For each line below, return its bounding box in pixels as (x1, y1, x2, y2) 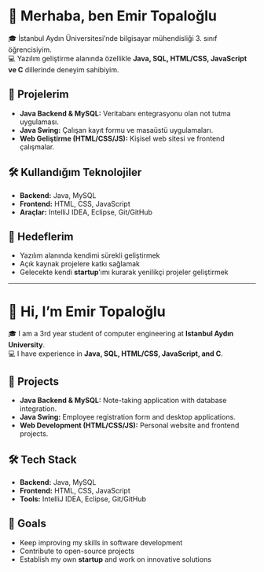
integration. (19, 404, 57, 413)
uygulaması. (19, 117, 59, 126)
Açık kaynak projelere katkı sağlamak (19, 259, 140, 269)
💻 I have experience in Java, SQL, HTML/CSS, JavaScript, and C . (8, 349, 224, 358)
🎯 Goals (8, 517, 47, 530)
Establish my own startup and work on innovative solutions (19, 554, 212, 564)
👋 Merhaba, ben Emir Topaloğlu (8, 7, 218, 25)
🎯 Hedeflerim (8, 229, 74, 243)
